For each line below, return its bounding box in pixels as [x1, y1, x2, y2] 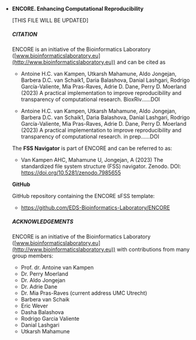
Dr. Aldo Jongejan [20, 276, 66, 283]
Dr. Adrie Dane [20, 283, 58, 290]
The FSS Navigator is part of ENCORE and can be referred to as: [11, 144, 173, 152]
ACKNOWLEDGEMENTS [11, 218, 74, 225]
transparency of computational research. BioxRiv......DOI [20, 96, 161, 103]
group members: [11, 252, 54, 259]
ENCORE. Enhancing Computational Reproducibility [11, 5, 144, 12]
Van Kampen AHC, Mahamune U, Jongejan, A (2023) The [20, 156, 164, 163]
